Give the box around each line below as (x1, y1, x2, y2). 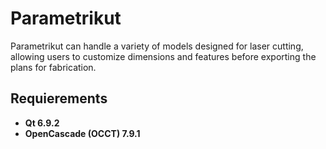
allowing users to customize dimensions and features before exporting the (10, 50, 317, 62)
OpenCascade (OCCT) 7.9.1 (24, 127, 141, 139)
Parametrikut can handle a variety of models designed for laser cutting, (10, 40, 304, 52)
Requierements (10, 90, 108, 107)
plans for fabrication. (10, 61, 97, 73)
